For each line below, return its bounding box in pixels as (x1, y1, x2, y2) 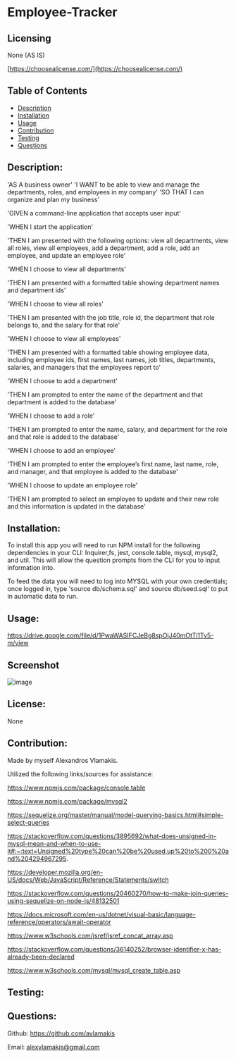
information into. (7, 564, 55, 572)
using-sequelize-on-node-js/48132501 (7, 896, 120, 905)
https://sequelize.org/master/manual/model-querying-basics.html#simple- (7, 811, 224, 819)
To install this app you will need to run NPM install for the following (7, 541, 201, 549)
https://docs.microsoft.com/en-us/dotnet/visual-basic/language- (7, 910, 196, 919)
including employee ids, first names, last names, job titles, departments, (7, 355, 216, 363)
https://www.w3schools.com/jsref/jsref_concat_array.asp (7, 931, 174, 940)
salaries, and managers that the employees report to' (7, 363, 161, 371)
